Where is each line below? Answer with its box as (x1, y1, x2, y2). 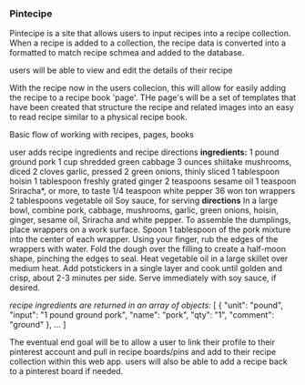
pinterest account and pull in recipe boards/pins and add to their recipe (9, 347, 277, 358)
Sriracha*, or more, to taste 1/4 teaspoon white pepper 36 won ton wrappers (9, 186, 296, 197)
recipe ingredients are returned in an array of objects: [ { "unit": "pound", (9, 299, 284, 311)
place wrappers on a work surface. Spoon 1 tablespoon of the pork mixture (9, 224, 291, 235)
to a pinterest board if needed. (9, 366, 124, 377)
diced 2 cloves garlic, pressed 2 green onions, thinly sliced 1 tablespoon (9, 167, 280, 177)
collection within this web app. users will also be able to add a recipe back (9, 356, 289, 367)
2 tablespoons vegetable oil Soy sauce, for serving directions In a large (9, 195, 279, 207)
